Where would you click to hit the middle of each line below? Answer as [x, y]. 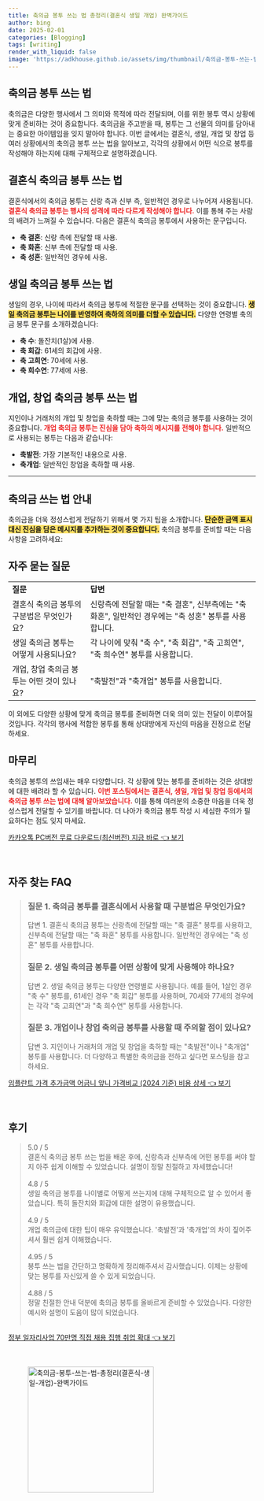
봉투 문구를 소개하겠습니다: [57, 324]
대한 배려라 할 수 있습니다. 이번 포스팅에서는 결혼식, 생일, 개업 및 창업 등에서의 [134, 791]
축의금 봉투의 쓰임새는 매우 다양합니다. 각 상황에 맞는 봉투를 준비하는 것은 [120, 781]
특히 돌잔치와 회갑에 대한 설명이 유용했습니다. [126, 1203]
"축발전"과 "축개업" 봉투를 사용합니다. [156, 680]
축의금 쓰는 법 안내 [50, 499]
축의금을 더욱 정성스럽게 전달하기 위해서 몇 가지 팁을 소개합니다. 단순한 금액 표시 [130, 519]
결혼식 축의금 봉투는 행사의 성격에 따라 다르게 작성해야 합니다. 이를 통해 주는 [123, 210]
